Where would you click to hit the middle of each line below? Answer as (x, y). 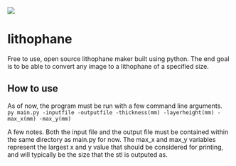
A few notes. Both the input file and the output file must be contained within (118, 132)
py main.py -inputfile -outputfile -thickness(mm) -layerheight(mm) (111, 112)
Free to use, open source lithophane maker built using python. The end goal (118, 59)
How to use (33, 89)
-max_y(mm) (55, 118)
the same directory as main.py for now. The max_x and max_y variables (112, 139)
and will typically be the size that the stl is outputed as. (88, 154)
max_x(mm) (22, 118)
